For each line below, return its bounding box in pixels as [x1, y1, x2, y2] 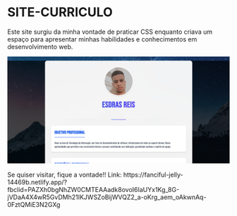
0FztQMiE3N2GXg [7, 201, 61, 209]
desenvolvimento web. [7, 42, 73, 51]
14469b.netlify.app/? [7, 178, 68, 186]
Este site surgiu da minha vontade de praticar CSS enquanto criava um [7, 27, 213, 36]
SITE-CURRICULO [7, 4, 113, 20]
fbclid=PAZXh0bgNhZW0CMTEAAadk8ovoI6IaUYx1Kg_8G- [7, 186, 180, 194]
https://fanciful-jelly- [123, 170, 183, 179]
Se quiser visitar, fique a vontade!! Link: [7, 170, 122, 179]
